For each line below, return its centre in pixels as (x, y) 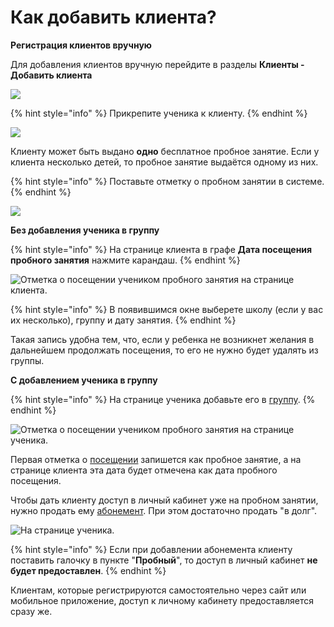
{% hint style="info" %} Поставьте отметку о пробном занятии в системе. (167, 181)
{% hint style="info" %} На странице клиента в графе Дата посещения (161, 249)
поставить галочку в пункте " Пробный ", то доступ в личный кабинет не (164, 560)
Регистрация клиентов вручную (81, 45)
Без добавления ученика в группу (85, 230)
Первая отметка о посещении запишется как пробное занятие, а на (156, 459)
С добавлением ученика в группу (84, 380)
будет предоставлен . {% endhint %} (88, 570)
